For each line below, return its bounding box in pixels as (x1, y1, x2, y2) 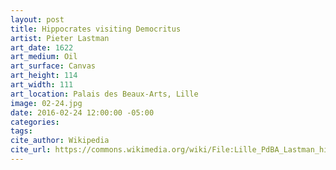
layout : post (10, 14, 65, 25)
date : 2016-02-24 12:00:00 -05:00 (10, 107, 155, 118)
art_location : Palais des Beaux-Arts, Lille (10, 89, 199, 99)
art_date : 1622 (10, 42, 74, 53)
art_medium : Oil (10, 52, 78, 62)
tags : (10, 126, 33, 136)
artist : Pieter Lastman (10, 33, 110, 43)
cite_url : (10, 145, 52, 155)
